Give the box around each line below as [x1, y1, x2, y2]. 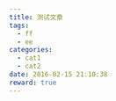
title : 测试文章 [9, 12, 63, 22]
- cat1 [17, 54, 41, 62]
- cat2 [17, 62, 41, 71]
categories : [9, 46, 53, 54]
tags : [9, 21, 29, 30]
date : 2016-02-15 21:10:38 [9, 70, 108, 79]
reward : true [9, 78, 57, 87]
